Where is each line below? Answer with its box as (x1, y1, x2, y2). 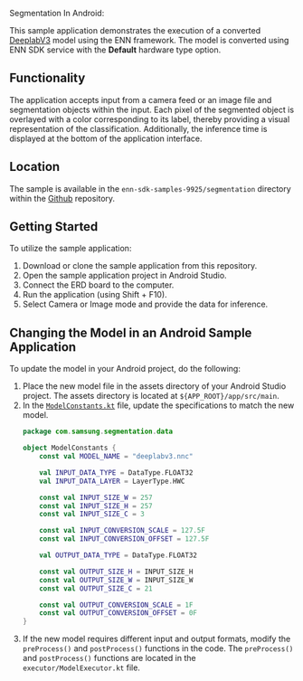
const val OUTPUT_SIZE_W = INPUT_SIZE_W (39, 575, 194, 584)
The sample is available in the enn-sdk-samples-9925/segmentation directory (9, 183, 291, 194)
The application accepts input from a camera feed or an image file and (9, 94, 272, 105)
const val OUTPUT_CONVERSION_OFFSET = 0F (39, 609, 197, 618)
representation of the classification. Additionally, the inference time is (9, 123, 268, 134)
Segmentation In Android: (9, 8, 105, 18)
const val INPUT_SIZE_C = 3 (39, 510, 145, 519)
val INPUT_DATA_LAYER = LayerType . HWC (39, 477, 185, 486)
